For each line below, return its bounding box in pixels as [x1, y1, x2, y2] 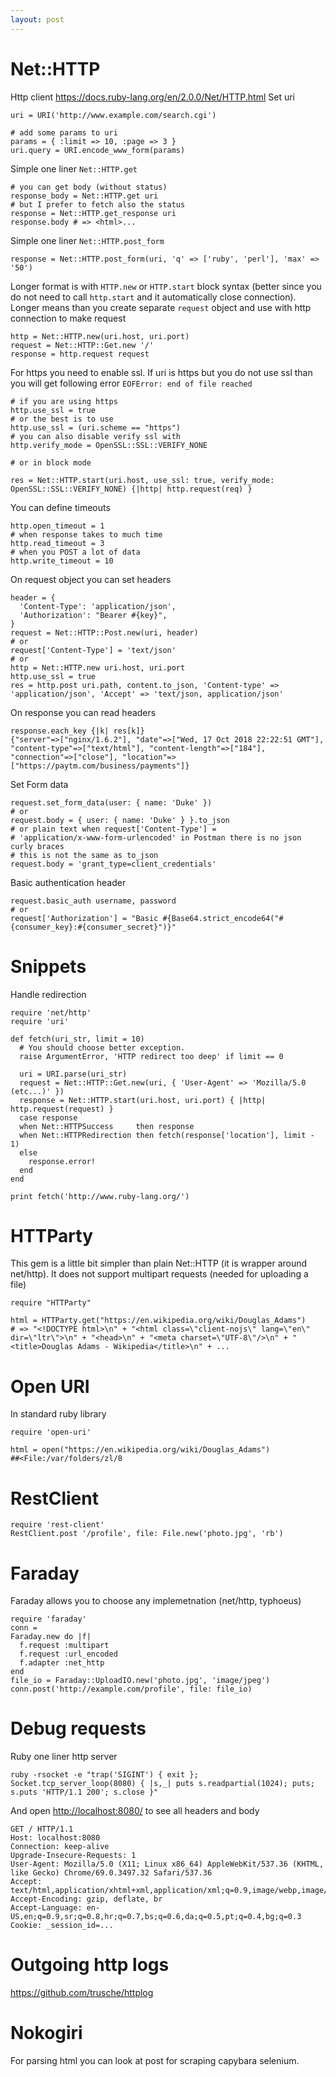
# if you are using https [10, 396, 118, 406]
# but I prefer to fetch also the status [10, 199, 186, 210]
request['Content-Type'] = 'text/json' [10, 645, 177, 655]
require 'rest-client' [10, 1520, 105, 1530]
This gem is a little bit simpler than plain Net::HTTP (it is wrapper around [10, 1257, 308, 1270]
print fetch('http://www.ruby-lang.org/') [10, 1191, 190, 1201]
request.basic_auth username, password [10, 896, 177, 906]
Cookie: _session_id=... [10, 1921, 114, 1931]
